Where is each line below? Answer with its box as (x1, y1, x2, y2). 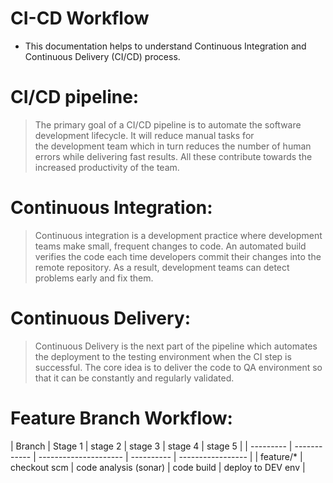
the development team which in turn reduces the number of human (34, 140, 312, 152)
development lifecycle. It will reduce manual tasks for (34, 129, 255, 141)
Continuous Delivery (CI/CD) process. (24, 50, 181, 62)
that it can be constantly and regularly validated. (34, 372, 235, 384)
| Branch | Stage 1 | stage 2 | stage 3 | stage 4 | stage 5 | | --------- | (10, 440, 293, 452)
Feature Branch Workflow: (10, 407, 233, 429)
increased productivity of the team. (34, 161, 180, 173)
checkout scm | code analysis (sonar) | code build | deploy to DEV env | (10, 461, 306, 473)
